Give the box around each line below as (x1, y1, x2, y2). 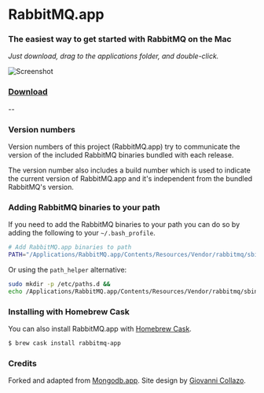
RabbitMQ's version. (8, 183, 75, 192)
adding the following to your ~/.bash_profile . (8, 228, 156, 238)
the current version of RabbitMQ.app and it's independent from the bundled (8, 174, 253, 184)
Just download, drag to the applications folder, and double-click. (8, 51, 219, 61)
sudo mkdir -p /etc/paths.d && (8, 280, 111, 288)
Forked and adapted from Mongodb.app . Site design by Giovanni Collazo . (8, 376, 246, 385)
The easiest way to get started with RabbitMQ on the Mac (8, 34, 232, 45)
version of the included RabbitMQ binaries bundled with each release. (8, 150, 234, 160)
